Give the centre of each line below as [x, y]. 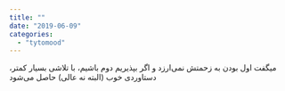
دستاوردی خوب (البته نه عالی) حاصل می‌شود [83, 78]
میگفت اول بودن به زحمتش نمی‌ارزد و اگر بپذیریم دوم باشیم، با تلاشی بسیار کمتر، [143, 68]
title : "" [28, 17]
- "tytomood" [41, 42]
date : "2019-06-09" [45, 26]
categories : [31, 34]
